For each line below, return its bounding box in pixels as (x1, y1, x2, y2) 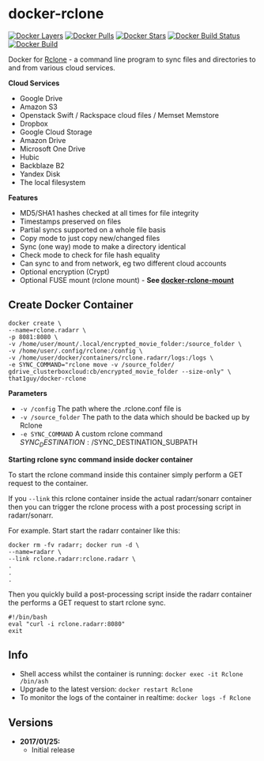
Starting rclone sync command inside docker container (8, 454, 194, 464)
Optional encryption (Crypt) (19, 266, 110, 277)
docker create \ (8, 319, 62, 327)
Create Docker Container (8, 298, 134, 312)
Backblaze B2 (19, 160, 65, 170)
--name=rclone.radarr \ (8, 326, 87, 334)
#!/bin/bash (8, 613, 47, 621)
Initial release (31, 745, 75, 755)
